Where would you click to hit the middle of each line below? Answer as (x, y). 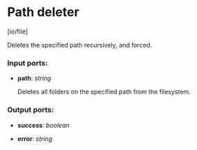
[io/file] (18, 31)
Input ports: (27, 63)
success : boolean (43, 125)
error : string (35, 138)
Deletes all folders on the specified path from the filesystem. (104, 92)
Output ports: (31, 110)
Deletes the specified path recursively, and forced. (80, 45)
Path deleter (44, 12)
